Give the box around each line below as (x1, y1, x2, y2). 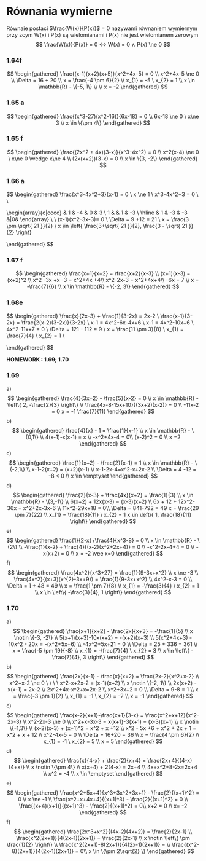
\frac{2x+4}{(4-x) (147, 757, 193, 765)
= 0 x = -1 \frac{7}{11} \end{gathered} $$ (51, 407, 155, 415)
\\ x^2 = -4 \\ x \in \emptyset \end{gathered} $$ (42, 770, 164, 777)
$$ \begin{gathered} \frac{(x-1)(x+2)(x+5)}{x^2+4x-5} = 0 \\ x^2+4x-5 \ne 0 (7, 70, 199, 77)
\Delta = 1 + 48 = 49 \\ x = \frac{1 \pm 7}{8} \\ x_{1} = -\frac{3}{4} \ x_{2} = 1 (7, 582, 199, 589)
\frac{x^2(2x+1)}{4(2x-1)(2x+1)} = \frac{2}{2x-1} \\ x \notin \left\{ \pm (16, 835, 190, 842)
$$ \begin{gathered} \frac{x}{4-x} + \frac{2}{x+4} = (13, 757, 146, 765)
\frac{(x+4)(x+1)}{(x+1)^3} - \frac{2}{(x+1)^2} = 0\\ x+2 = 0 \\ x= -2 (18, 802, 188, 809)
